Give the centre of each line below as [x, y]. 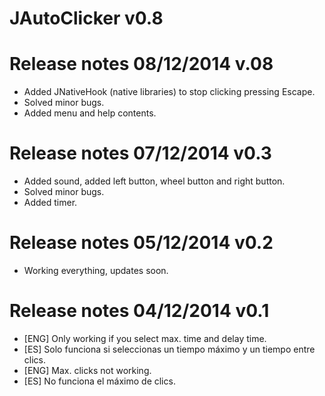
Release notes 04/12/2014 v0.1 [139, 311]
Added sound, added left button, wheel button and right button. [154, 181]
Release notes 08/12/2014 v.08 [141, 64]
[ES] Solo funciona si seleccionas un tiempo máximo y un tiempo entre [169, 349]
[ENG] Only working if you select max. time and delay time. [145, 338]
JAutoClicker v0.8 [86, 18]
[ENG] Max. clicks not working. [87, 370]
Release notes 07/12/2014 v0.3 [140, 153]
